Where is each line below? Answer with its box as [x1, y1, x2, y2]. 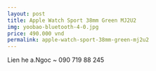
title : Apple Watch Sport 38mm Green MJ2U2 [7, 17, 137, 24]
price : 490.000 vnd [7, 30, 65, 37]
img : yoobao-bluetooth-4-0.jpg [7, 23, 99, 30]
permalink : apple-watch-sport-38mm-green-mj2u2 [7, 37, 150, 44]
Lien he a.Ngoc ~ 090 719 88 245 [7, 56, 105, 64]
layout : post [7, 10, 46, 18]
